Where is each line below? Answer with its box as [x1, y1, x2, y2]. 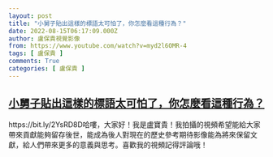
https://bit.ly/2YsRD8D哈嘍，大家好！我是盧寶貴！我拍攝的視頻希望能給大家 [8, 119, 262, 129]
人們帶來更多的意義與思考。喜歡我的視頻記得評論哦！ [29, 139, 208, 150]
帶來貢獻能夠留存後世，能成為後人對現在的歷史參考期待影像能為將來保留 [8, 129, 250, 139]
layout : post [8, 11, 53, 20]
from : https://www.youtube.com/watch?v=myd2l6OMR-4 [8, 42, 187, 50]
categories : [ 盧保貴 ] [8, 65, 85, 73]
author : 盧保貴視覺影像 [8, 34, 80, 43]
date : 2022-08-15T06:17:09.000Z [8, 27, 118, 35]
